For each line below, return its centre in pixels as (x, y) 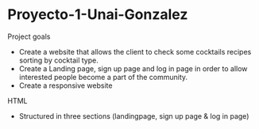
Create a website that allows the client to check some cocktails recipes (135, 51)
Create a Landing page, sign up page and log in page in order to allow (133, 68)
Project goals (29, 36)
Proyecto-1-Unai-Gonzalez (98, 15)
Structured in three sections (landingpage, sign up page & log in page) (134, 116)
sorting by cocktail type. (58, 60)
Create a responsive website (66, 85)
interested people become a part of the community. (103, 77)
